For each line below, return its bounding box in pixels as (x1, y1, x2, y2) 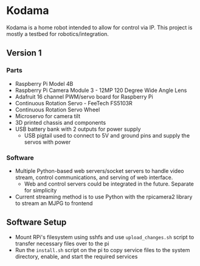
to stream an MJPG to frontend (15, 199, 93, 207)
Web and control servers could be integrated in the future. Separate (24, 180, 195, 187)
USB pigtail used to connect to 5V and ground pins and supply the (24, 131, 190, 139)
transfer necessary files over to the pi (15, 240, 109, 247)
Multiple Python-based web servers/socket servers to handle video (15, 167, 184, 174)
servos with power (24, 138, 71, 145)
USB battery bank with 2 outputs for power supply (15, 125, 141, 133)
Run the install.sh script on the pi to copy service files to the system (15, 246, 190, 253)
